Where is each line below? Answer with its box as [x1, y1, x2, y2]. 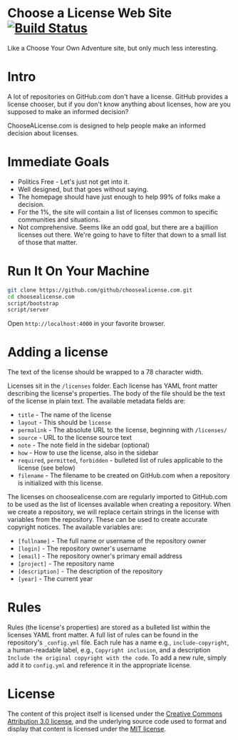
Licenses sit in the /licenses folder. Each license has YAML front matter [7, 381, 218, 390]
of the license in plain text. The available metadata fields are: [7, 397, 186, 406]
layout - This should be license [17, 418, 112, 427]
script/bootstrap [7, 299, 59, 307]
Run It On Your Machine [7, 263, 150, 279]
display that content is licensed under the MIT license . [7, 725, 166, 734]
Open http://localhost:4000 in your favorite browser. [7, 319, 166, 328]
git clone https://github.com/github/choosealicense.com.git [7, 287, 193, 294]
